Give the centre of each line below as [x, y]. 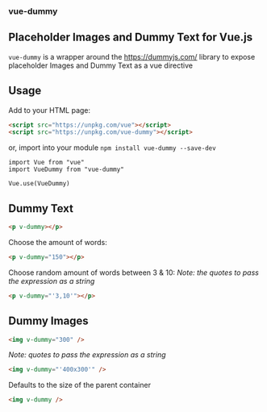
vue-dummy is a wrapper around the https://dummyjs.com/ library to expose [132, 56]
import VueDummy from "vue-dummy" [67, 170]
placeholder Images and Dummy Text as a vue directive [101, 65]
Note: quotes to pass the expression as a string [88, 355]
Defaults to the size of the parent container [80, 385]
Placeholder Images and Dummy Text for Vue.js [130, 37]
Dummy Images [48, 321]
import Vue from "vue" [46, 163]
